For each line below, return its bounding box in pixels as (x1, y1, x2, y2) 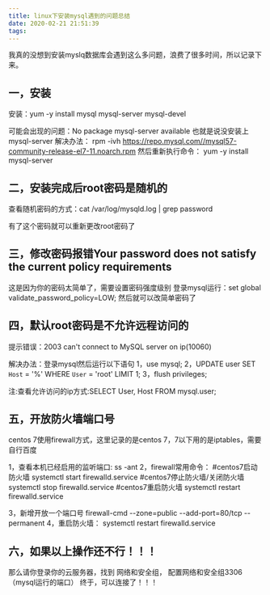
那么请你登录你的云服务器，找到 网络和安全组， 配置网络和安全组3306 (8, 568, 243, 577)
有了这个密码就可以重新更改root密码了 (8, 222, 136, 230)
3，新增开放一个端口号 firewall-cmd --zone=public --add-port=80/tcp (8, 508, 243, 518)
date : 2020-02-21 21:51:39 (8, 19, 99, 27)
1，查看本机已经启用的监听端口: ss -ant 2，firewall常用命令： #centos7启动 (8, 462, 259, 472)
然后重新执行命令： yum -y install (137, 146, 249, 156)
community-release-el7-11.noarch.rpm (8, 146, 136, 156)
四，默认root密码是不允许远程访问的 (8, 319, 189, 332)
